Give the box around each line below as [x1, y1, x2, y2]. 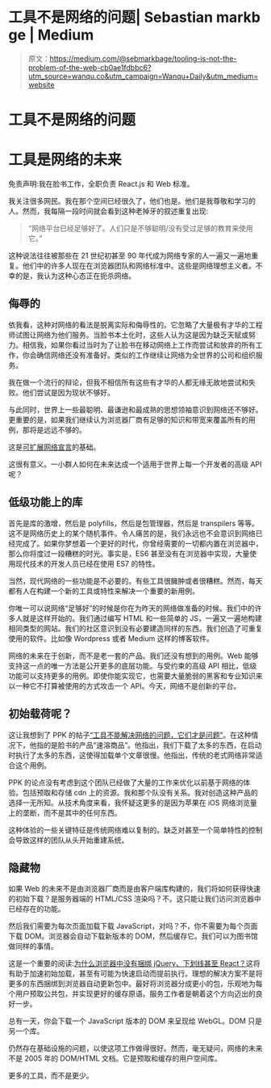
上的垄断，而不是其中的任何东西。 [8, 808, 122, 817]
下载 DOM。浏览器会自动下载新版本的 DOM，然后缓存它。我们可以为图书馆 [8, 931, 258, 941]
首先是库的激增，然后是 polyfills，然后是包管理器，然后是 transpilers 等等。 [8, 518, 260, 528]
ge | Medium [8, 26, 94, 44]
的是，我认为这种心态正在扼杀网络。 [15, 271, 135, 280]
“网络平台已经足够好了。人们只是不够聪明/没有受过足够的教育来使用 [27, 224, 254, 234]
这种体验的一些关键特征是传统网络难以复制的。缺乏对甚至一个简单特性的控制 [8, 824, 263, 834]
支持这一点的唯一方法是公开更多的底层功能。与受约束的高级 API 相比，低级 [8, 660, 257, 670]
